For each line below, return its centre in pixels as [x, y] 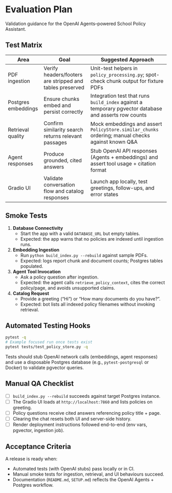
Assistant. [16, 29]
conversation [59, 184]
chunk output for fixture [135, 81]
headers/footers [63, 74]
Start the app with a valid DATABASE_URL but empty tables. [80, 233]
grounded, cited [62, 160]
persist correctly [63, 112]
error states [104, 194]
